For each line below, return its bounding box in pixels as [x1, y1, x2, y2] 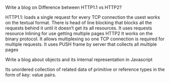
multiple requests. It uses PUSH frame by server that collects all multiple [5, 41, 157, 47]
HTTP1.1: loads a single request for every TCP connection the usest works [5, 14, 160, 20]
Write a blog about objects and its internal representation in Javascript [5, 57, 153, 63]
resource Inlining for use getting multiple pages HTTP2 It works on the [5, 31, 153, 36]
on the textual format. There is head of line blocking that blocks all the [5, 20, 152, 25]
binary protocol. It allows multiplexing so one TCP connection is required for [5, 36, 164, 42]
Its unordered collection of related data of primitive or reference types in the [5, 66, 165, 72]
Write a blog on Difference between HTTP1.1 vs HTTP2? [5, 5, 122, 10]
